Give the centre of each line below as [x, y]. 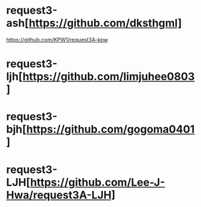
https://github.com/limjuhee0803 [109, 77]
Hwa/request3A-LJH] [61, 195]
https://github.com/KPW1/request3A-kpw [57, 39]
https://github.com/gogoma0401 [110, 130]
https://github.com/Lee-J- [98, 182]
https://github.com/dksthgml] [106, 23]
